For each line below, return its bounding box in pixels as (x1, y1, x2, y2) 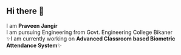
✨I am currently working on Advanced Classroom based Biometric (6, 34, 176, 42)
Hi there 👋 (6, 6, 44, 16)
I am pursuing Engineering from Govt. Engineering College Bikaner (6, 28, 173, 36)
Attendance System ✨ (6, 42, 62, 49)
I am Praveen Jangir (6, 22, 58, 29)
